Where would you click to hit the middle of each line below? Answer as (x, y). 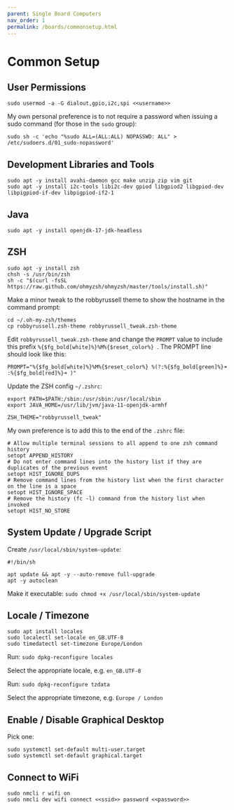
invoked (19, 505)
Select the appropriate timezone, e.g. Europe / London (85, 698)
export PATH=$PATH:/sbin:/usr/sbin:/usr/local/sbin (84, 399)
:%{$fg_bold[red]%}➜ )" (42, 373)
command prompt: (34, 307)
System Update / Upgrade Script (80, 532)
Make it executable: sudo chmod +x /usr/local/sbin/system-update (104, 593)
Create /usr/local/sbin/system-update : (64, 549)
